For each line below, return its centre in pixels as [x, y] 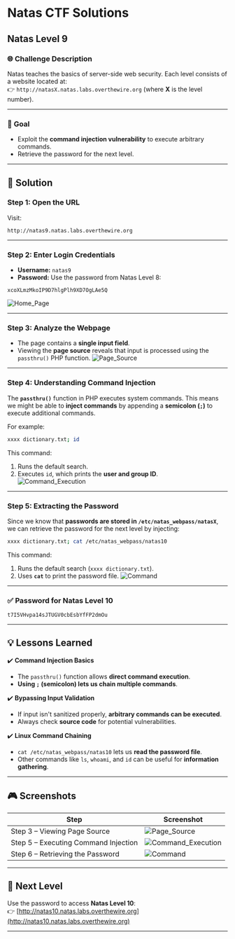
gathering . [33, 766]
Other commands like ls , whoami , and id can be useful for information [118, 759]
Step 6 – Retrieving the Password [65, 854]
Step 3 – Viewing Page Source [60, 831]
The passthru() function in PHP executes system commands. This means [113, 398]
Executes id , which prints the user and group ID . [88, 473]
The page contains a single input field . [74, 343]
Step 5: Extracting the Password [63, 506]
